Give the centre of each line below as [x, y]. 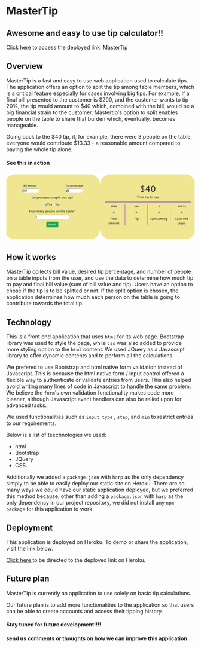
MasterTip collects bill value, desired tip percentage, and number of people [99, 272]
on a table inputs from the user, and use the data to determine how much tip [100, 278]
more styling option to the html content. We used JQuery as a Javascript [96, 349]
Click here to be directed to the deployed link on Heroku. [76, 560]
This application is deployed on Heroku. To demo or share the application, [97, 542]
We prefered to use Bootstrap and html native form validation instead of [95, 367]
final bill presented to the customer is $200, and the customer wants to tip [98, 99]
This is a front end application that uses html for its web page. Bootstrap [95, 337]
